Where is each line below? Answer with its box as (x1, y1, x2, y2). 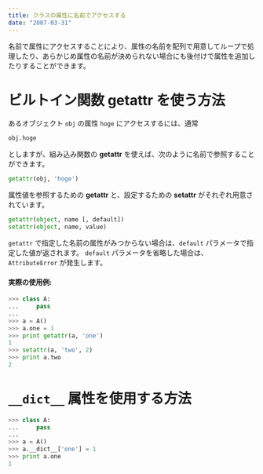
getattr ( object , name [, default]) (8, 216, 125, 224)
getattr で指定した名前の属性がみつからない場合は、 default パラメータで (8, 238, 247, 247)
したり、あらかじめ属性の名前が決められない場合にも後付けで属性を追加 (14, 51, 249, 60)
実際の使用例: (8, 277, 53, 286)
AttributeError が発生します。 (8, 257, 108, 267)
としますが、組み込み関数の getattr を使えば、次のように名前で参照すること (8, 150, 255, 159)
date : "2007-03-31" (8, 19, 72, 27)
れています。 (8, 200, 49, 210)
